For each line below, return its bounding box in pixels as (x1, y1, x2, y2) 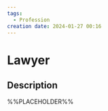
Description (7, 79, 58, 91)
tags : (7, 10, 22, 17)
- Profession (13, 16, 50, 23)
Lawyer (7, 52, 50, 68)
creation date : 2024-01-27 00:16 (7, 23, 102, 29)
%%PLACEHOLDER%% (7, 97, 74, 106)
